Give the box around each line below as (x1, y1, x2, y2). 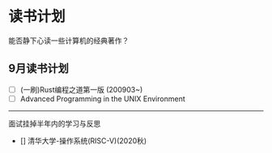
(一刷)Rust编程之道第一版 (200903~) (19, 84, 143, 94)
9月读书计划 (8, 62, 69, 75)
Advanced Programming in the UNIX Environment (19, 94, 185, 104)
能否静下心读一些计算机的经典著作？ (8, 36, 130, 45)
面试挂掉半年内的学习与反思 (8, 118, 101, 128)
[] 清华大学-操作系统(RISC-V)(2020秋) (19, 135, 147, 146)
